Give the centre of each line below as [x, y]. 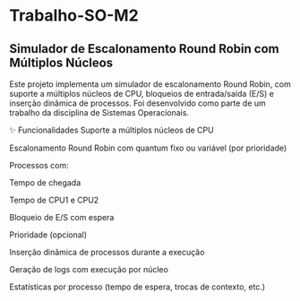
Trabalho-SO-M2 [74, 16]
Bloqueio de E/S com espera [62, 217]
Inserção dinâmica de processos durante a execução [107, 252]
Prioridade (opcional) [48, 235]
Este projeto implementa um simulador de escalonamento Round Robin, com [150, 84]
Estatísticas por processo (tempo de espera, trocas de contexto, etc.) [137, 287]
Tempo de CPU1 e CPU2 [54, 200]
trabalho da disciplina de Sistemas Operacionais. [99, 112]
